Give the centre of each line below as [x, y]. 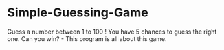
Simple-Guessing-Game [78, 13]
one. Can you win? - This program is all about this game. [87, 38]
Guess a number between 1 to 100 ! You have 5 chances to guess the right [112, 32]
